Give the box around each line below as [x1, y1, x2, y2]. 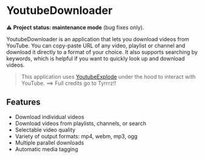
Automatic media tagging [15, 145, 78, 152]
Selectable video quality [15, 126, 76, 134]
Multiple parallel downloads [15, 139, 84, 146]
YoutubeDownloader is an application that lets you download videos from [6, 35, 189, 42]
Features [6, 97, 41, 107]
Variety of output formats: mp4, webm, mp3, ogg [15, 132, 138, 140]
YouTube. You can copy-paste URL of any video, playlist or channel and [6, 42, 186, 49]
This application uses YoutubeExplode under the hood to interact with [21, 73, 196, 80]
